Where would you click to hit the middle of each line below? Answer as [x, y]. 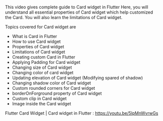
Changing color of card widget [43, 72]
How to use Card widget [36, 41]
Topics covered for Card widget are [41, 27]
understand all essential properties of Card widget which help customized [79, 12]
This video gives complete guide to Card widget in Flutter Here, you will [77, 7]
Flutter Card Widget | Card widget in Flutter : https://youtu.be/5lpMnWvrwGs [82, 113]
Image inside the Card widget [42, 104]
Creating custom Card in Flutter [44, 57]
